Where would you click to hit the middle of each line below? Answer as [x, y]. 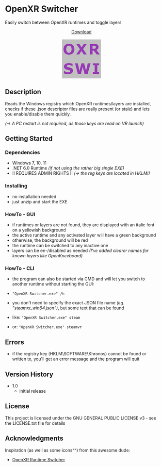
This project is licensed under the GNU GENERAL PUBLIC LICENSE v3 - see [81, 418]
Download [81, 32]
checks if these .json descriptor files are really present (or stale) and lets [77, 109]
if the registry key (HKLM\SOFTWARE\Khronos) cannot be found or [79, 354]
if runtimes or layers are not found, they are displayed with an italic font [83, 225]
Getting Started [29, 139]
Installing [16, 186]
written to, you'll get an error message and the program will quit [76, 359]
